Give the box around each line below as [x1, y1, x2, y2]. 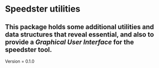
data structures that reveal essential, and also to [5, 30, 154, 38]
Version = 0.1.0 [5, 58, 35, 64]
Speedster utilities [5, 3, 81, 15]
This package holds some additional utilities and [5, 23, 154, 31]
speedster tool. [5, 45, 52, 54]
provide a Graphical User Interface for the [5, 38, 134, 46]
